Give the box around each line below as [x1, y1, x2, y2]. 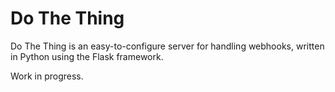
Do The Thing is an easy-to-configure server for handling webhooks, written [10, 40, 325, 52]
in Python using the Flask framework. [10, 50, 164, 62]
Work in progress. [10, 70, 84, 82]
